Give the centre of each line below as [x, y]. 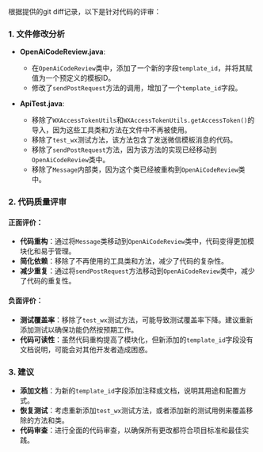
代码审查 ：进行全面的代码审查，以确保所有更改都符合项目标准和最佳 [131, 430]
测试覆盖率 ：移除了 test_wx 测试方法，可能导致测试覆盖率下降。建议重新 [136, 320]
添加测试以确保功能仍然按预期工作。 [79, 329]
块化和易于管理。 [48, 251]
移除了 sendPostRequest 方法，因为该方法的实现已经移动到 [124, 150]
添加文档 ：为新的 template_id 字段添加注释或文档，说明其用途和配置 [130, 390]
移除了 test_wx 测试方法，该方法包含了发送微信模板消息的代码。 [134, 140]
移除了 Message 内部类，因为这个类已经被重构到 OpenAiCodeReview [135, 169]
